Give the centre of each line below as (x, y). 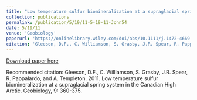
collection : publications (38, 17)
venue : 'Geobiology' (31, 33)
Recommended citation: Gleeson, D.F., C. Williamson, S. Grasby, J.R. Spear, (97, 72)
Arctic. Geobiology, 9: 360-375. (44, 91)
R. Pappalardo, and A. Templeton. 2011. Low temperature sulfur (82, 78)
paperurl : (18, 39)
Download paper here (32, 61)
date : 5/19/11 (23, 28)
